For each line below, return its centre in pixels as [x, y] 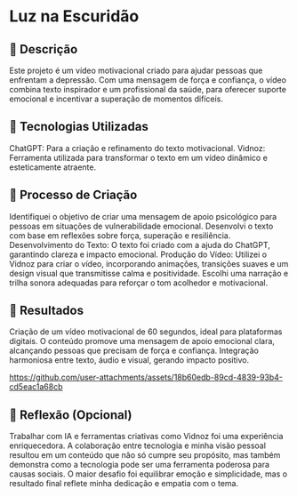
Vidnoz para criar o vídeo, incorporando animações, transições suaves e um [149, 263]
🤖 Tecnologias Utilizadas [79, 127]
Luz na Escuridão [74, 16]
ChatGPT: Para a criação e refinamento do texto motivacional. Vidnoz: [137, 148]
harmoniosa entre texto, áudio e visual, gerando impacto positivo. [129, 360]
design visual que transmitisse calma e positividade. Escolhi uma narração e [149, 273]
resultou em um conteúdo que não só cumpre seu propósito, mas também [145, 455]
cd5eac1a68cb [36, 387]
